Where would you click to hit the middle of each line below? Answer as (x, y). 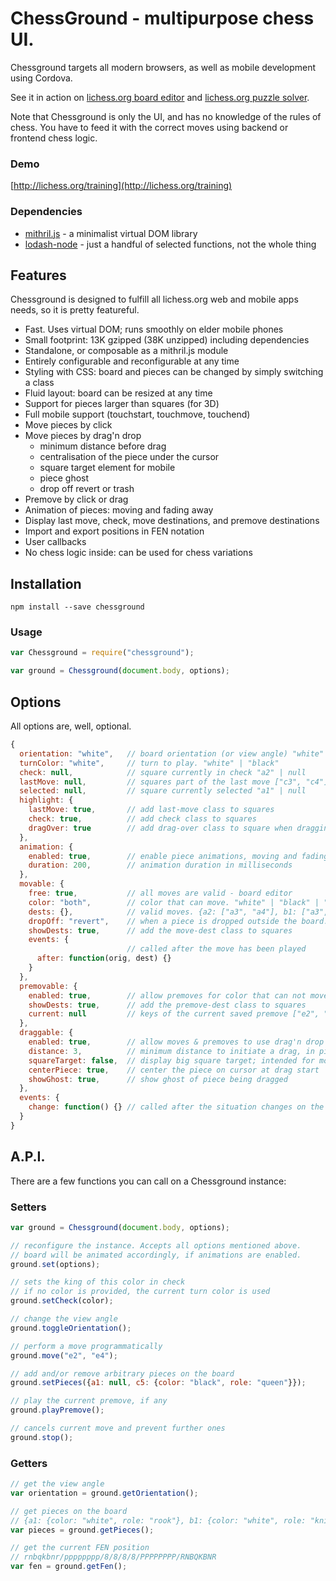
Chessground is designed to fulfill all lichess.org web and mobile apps (154, 299)
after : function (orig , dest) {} (104, 958)
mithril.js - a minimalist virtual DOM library (111, 233)
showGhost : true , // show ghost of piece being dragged (158, 1079)
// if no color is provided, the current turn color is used (140, 1292)
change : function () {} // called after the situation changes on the (176, 1107)
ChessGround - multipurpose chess (162, 18)
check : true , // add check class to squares (142, 819)
